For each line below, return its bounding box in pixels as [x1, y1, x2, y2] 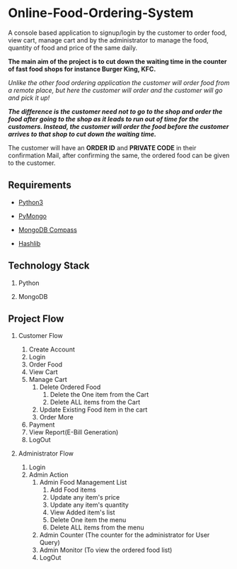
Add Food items [50, 485, 96, 494]
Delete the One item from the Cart [50, 390, 149, 399]
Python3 [18, 198, 43, 206]
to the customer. [8, 158, 56, 167]
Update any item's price [50, 493, 120, 502]
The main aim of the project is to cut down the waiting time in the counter [8, 57, 227, 65]
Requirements [8, 179, 71, 191]
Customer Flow [18, 332, 63, 340]
